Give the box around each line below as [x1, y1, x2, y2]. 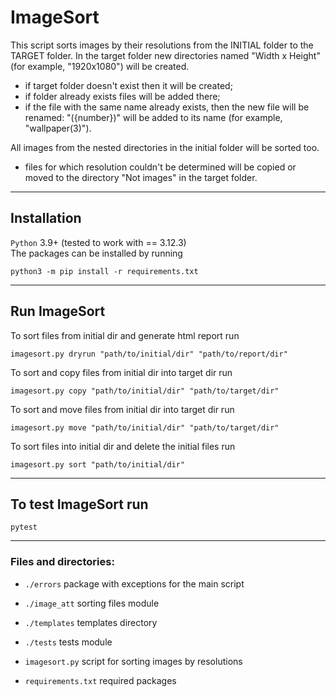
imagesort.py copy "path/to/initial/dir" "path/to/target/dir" [10, 386, 280, 396]
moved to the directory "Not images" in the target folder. [24, 171, 258, 183]
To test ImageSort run [10, 496, 149, 513]
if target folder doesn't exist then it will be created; [24, 79, 233, 91]
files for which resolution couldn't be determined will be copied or [24, 161, 297, 173]
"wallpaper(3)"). [24, 122, 92, 134]
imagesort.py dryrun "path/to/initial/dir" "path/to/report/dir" [10, 349, 288, 359]
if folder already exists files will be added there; [24, 90, 221, 102]
